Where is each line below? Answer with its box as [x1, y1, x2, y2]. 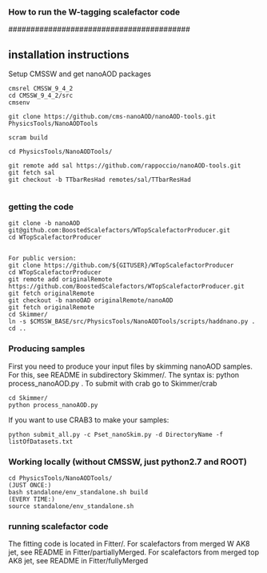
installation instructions [8, 47, 130, 62]
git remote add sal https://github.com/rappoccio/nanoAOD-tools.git [8, 162, 241, 170]
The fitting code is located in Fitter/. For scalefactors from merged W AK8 [8, 539, 250, 549]
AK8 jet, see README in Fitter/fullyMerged [8, 556, 149, 566]
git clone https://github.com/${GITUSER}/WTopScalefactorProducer [8, 261, 234, 270]
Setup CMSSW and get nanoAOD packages [8, 69, 152, 79]
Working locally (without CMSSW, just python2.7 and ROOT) [8, 456, 248, 467]
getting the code [8, 201, 74, 212]
